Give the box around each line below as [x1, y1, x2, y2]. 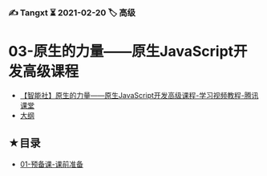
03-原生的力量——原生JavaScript [8, 43, 234, 61]
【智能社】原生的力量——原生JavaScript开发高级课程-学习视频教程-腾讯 [19, 90, 259, 100]
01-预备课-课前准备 [19, 159, 84, 169]
